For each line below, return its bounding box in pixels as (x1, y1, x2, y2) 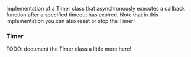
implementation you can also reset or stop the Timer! (6, 18, 135, 24)
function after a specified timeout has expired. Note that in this (6, 11, 158, 18)
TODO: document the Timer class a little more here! (6, 45, 132, 52)
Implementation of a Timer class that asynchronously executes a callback (6, 5, 185, 12)
